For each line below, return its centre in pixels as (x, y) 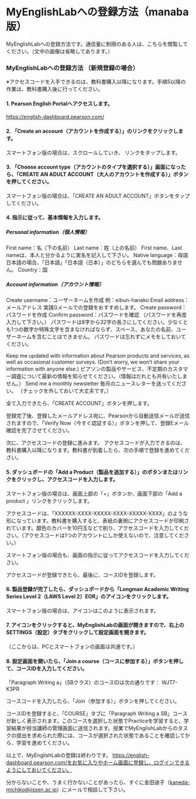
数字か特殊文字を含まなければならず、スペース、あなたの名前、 (100, 330)
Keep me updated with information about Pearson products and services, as (98, 356)
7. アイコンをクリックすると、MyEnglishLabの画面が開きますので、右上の (95, 625)
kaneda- (180, 783)
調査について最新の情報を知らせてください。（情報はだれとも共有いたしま (99, 376)
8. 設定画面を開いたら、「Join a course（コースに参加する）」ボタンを (90, 661)
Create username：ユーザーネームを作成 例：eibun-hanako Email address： (98, 300)
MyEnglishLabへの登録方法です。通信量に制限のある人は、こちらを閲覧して (97, 44)
